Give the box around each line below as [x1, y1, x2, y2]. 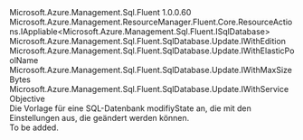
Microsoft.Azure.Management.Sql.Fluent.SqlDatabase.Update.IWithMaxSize [9, 65, 292, 75]
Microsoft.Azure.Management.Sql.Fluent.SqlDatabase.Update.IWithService [9, 84, 289, 94]
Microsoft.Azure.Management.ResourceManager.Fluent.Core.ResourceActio [9, 16, 293, 27]
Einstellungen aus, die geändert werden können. [9, 113, 190, 123]
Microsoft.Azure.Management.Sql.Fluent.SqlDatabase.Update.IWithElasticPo [9, 45, 295, 56]
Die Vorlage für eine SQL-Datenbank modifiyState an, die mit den [9, 103, 251, 114]
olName [9, 55, 39, 65]
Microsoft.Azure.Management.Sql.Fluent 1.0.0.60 [9, 7, 192, 17]
